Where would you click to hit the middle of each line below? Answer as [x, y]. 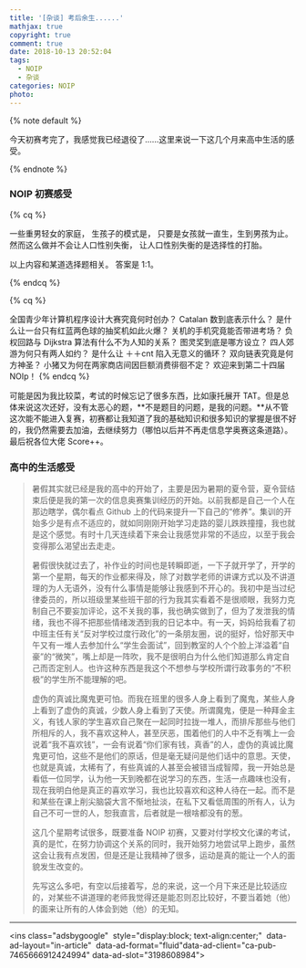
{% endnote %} [39, 169]
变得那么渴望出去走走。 [76, 546]
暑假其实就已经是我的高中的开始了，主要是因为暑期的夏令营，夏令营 [159, 489]
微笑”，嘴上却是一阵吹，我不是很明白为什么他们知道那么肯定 [168, 657]
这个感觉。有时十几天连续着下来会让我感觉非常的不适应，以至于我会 [168, 534]
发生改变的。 [64, 867]
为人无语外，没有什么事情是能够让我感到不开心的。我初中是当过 [168, 588]
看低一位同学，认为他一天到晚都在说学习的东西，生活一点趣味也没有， [163, 779]
